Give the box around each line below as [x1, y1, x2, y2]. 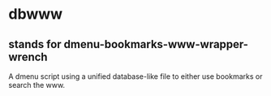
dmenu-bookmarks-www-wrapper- [63, 37, 249, 51]
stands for [8, 37, 62, 51]
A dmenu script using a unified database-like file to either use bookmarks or [8, 72, 263, 81]
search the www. [8, 81, 66, 89]
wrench [8, 50, 48, 63]
